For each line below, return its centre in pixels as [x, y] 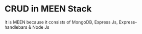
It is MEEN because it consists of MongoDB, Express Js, [61, 22]
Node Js [41, 27]
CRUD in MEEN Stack [48, 9]
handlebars [16, 27]
